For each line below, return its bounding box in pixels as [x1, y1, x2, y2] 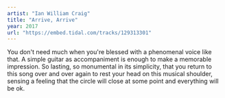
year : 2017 [7, 23, 38, 29]
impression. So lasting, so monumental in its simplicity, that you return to [7, 62, 213, 71]
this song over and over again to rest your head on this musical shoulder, [7, 70, 213, 78]
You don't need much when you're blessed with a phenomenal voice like [7, 48, 212, 56]
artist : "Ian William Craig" [7, 10, 91, 17]
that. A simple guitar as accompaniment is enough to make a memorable [7, 56, 212, 64]
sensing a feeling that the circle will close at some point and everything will [7, 77, 220, 86]
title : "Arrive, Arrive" [7, 16, 78, 23]
